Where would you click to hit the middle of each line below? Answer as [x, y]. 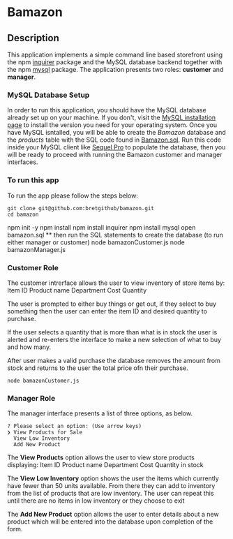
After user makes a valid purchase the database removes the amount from [114, 360]
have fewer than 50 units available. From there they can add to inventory [111, 486]
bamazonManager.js [37, 249]
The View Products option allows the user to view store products [101, 457]
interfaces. [23, 162]
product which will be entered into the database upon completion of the [110, 522]
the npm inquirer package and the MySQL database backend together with [115, 62]
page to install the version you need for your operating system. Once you [112, 125]
